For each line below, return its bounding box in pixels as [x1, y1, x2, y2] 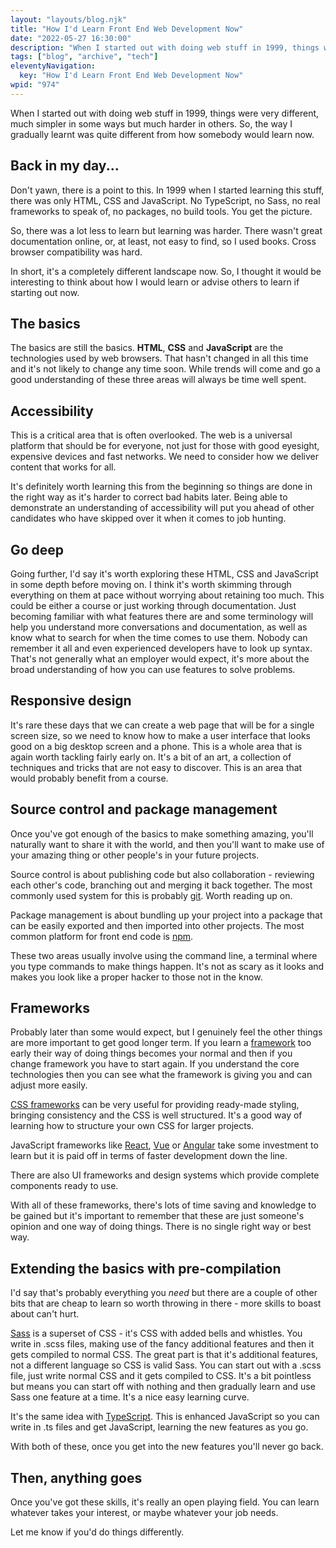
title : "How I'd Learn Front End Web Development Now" [10, 24, 244, 34]
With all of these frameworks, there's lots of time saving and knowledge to [10, 1199, 317, 1211]
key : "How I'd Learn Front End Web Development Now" [19, 71, 244, 81]
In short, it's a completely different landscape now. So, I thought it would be [10, 265, 322, 277]
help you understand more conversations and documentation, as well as [10, 621, 308, 633]
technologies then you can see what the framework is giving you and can [10, 1069, 313, 1081]
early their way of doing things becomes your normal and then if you [10, 1047, 293, 1060]
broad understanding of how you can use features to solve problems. [10, 664, 296, 675]
